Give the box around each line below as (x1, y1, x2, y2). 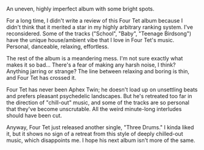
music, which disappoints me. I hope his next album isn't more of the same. (6, 137, 195, 144)
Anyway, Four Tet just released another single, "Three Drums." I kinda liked (6, 124, 194, 130)
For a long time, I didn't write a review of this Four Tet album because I (6, 17, 183, 24)
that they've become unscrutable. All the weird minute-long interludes (6, 105, 182, 112)
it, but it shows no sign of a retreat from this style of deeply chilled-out (6, 130, 183, 137)
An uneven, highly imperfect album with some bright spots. (6, 5, 155, 12)
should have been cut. (6, 112, 62, 119)
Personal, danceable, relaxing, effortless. (6, 43, 110, 50)
